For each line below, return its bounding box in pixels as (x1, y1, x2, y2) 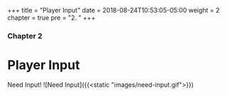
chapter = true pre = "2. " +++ (7, 13, 96, 22)
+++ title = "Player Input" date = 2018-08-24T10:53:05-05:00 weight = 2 (7, 6, 220, 14)
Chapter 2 (7, 31, 43, 41)
